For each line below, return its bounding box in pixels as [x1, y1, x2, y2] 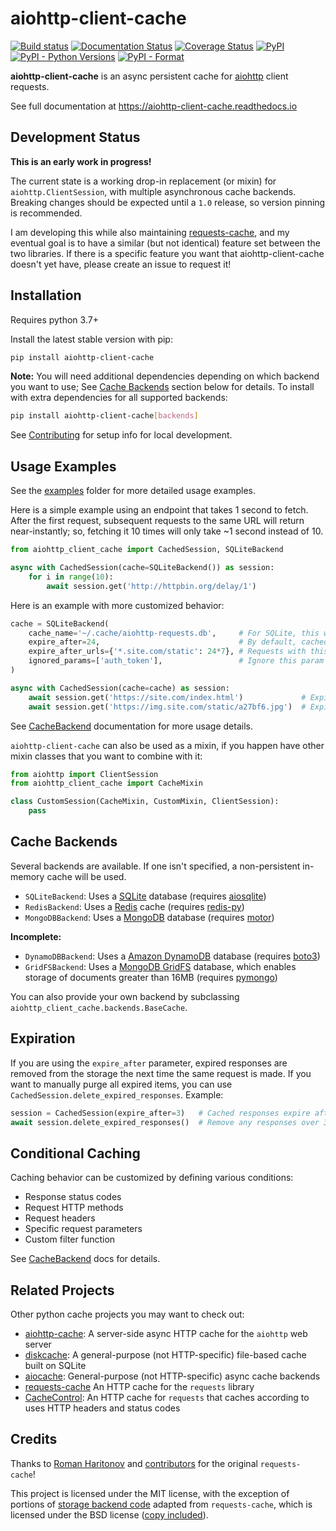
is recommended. [10, 207, 83, 219]
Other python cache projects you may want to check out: [10, 1308, 245, 1320]
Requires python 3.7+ [10, 313, 99, 326]
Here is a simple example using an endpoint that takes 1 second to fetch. [10, 504, 309, 516]
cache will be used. [46, 870, 127, 882]
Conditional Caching [10, 1145, 141, 1162]
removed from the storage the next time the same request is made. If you [10, 1067, 312, 1079]
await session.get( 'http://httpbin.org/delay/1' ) [46, 581, 257, 591]
